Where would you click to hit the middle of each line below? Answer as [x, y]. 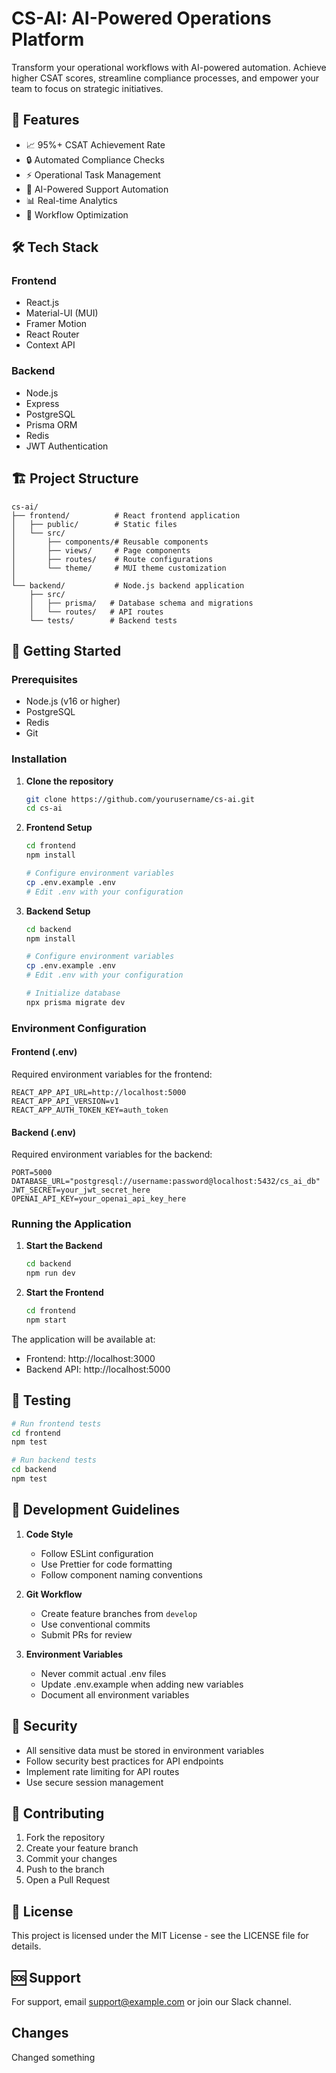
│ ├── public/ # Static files [94, 524]
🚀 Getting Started [66, 650]
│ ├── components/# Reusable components [110, 542]
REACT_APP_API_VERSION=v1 [65, 1101]
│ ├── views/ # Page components [101, 550]
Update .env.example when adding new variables [142, 1684]
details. [26, 1946]
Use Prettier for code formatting [106, 1564]
